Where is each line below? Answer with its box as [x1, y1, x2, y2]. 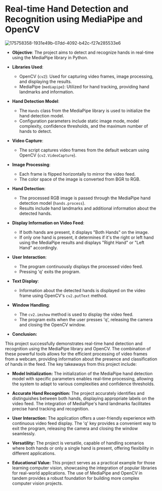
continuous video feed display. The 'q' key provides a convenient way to [12, 420, 156, 426]
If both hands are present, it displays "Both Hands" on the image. [19, 229, 149, 235]
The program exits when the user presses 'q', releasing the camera [19, 316, 153, 322]
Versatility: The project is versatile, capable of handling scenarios [12, 440, 144, 446]
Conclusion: [12, 331, 37, 337]
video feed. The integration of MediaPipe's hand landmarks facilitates [12, 400, 151, 406]
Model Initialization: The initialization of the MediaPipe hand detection [12, 370, 153, 376]
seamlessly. [12, 430, 36, 436]
